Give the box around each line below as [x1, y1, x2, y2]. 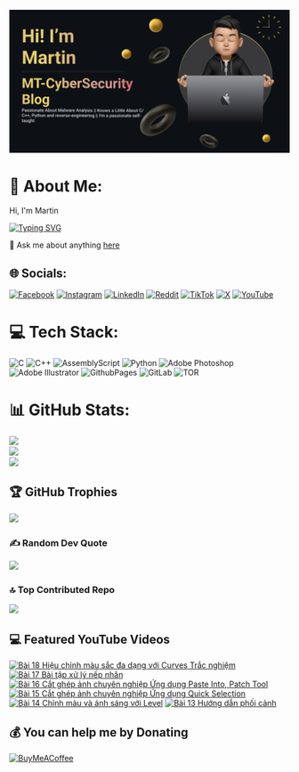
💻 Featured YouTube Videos [9, 631, 171, 646]
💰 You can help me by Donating [9, 725, 189, 740]
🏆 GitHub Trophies [9, 484, 118, 500]
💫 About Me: [9, 175, 103, 196]
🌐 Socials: [9, 265, 68, 280]
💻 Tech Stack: [9, 322, 119, 343]
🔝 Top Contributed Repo [9, 584, 116, 597]
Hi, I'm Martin [9, 206, 60, 216]
